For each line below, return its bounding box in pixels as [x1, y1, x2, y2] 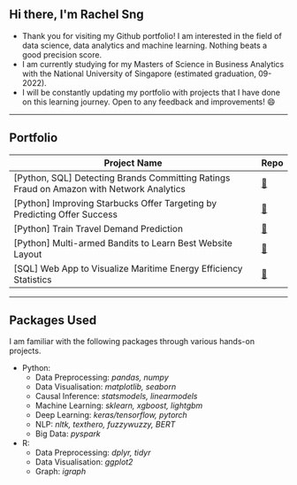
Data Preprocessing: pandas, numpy [34, 372, 170, 383]
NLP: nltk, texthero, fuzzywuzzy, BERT [34, 420, 176, 430]
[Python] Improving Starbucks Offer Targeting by [13, 196, 217, 209]
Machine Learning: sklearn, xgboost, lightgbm [34, 400, 203, 411]
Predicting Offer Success [13, 208, 118, 220]
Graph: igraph [34, 466, 87, 477]
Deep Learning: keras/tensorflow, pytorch [34, 410, 187, 420]
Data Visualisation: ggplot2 [34, 457, 133, 467]
